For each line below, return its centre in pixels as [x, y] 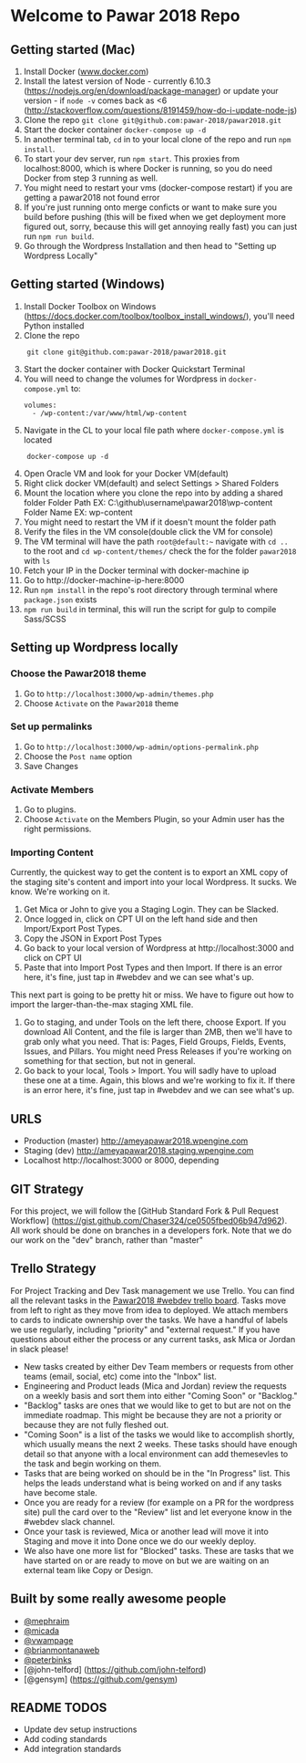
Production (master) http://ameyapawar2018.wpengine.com [136, 1141]
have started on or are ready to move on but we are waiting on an [146, 1560]
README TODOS [59, 1708]
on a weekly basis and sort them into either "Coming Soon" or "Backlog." [160, 1395]
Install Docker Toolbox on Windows [90, 306]
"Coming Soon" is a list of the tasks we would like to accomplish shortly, [159, 1434]
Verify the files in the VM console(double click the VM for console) [148, 531]
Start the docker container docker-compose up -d [115, 130]
